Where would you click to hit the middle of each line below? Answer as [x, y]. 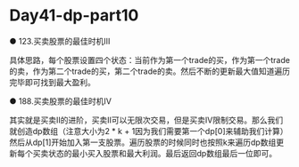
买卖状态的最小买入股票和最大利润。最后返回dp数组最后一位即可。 [155, 153]
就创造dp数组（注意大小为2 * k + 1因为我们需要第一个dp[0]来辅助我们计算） [149, 131]
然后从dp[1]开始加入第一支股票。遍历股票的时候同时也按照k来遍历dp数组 [143, 142]
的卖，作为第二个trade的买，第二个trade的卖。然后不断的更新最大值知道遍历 [149, 71]
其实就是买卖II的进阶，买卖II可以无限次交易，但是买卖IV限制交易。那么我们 [146, 120]
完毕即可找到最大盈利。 [52, 82]
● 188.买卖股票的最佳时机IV [60, 101]
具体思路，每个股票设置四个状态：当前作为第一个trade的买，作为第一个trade [149, 60]
